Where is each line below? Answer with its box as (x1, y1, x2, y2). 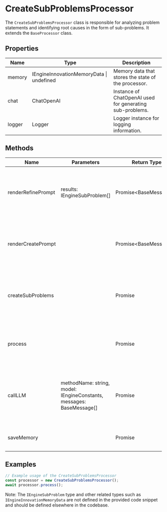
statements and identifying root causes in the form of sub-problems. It (5, 24, 149, 30)
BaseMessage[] (60, 404, 98, 411)
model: (60, 385, 77, 392)
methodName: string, (60, 379, 110, 386)
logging (113, 121, 131, 128)
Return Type (131, 158, 162, 165)
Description (122, 59, 151, 66)
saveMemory (7, 434, 38, 441)
